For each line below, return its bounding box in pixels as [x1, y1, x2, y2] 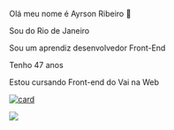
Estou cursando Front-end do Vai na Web [9, 77, 160, 88]
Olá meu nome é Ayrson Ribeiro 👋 [9, 9, 132, 19]
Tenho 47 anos [9, 60, 64, 70]
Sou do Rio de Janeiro [9, 26, 90, 35]
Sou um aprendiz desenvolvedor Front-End [9, 42, 166, 53]
